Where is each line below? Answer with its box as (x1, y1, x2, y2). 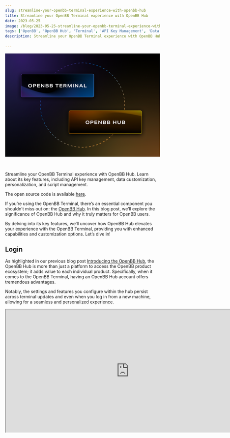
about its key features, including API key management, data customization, (5, 176, 156, 182)
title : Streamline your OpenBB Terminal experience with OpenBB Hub (5, 13, 148, 18)
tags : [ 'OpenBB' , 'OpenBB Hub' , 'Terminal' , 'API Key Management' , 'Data (5, 29, 160, 34)
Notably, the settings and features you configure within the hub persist (5, 289, 148, 294)
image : (5, 24, 19, 29)
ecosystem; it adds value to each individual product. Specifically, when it (5, 268, 153, 275)
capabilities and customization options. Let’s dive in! (5, 231, 111, 237)
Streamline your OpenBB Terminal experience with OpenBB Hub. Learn (5, 171, 149, 177)
